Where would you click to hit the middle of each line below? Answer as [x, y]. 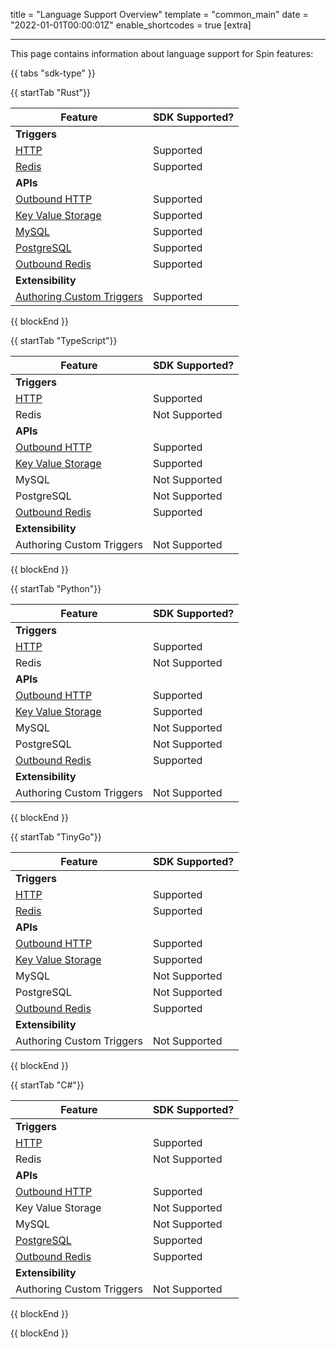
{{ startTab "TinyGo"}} [56, 837]
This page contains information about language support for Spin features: [162, 53]
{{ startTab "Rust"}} [50, 92]
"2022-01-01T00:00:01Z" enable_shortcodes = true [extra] [131, 25]
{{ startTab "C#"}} [47, 1085]
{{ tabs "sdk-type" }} [53, 73]
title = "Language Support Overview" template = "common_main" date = [159, 14]
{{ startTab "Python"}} [56, 588]
